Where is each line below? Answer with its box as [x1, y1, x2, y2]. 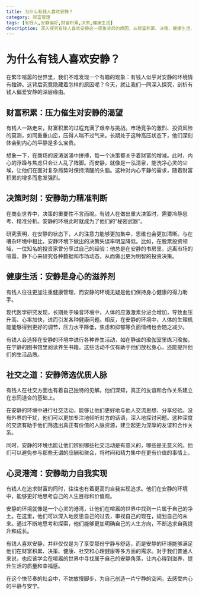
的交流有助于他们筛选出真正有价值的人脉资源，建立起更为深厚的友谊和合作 [6, 421, 188, 429]
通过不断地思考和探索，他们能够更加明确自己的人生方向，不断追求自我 [16, 520, 188, 527]
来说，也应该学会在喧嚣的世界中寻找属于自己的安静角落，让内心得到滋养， [6, 555, 188, 562]
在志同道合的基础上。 [6, 394, 58, 401]
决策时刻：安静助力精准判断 [6, 193, 108, 203]
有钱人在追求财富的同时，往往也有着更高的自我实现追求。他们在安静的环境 [6, 485, 188, 492]
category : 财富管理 [6, 14, 51, 20]
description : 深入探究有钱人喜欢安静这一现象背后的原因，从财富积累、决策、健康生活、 [6, 25, 195, 32]
